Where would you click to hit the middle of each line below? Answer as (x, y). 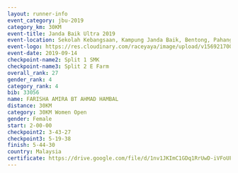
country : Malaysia (34, 152)
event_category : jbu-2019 (45, 20)
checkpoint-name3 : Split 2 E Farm (58, 66)
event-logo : (25, 47)
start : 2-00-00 (30, 125)
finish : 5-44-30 (31, 145)
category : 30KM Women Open (47, 112)
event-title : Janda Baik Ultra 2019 (61, 34)
